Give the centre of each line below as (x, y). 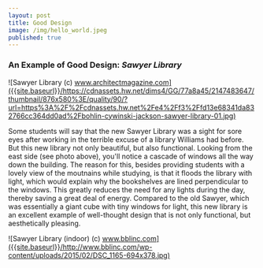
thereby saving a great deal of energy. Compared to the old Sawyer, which (129, 198)
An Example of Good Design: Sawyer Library (95, 65)
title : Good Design (40, 23)
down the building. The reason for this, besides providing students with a (127, 164)
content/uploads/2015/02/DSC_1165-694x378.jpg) (89, 255)
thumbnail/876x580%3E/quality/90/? (68, 99)
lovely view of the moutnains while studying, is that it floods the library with (130, 173)
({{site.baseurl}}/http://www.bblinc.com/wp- (80, 247)
